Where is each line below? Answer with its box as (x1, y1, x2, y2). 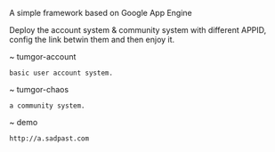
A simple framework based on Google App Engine (9, 8, 193, 18)
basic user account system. (9, 68, 114, 77)
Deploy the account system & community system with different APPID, (9, 25, 267, 35)
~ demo (9, 117, 38, 127)
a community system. (9, 101, 86, 110)
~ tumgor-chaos (9, 84, 69, 94)
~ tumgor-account (9, 52, 77, 61)
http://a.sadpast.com (9, 134, 90, 143)
